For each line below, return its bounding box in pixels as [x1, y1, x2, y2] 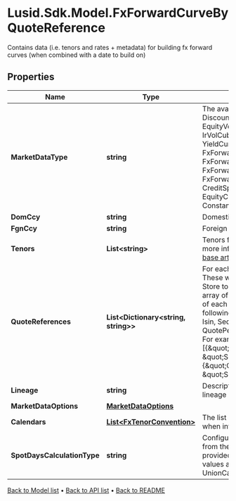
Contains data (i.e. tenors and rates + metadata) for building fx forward [7, 43, 213, 51]
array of [202, 290, 228, 300]
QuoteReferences [11, 317, 72, 326]
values [202, 459, 225, 469]
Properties [7, 71, 55, 83]
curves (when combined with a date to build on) [7, 51, 146, 59]
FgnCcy [11, 223, 37, 233]
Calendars [11, 417, 46, 426]
